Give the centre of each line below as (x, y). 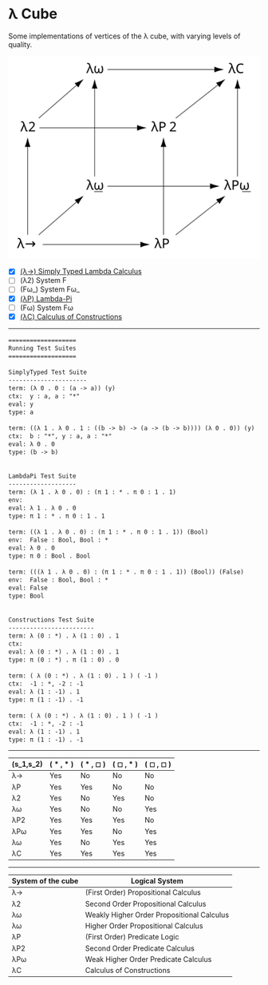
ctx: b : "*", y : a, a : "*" (60, 436)
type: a (21, 412)
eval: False (28, 588)
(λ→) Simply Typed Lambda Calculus (81, 272)
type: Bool (26, 596)
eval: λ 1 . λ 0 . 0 (43, 508)
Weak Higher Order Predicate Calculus (148, 959)
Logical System (157, 881)
